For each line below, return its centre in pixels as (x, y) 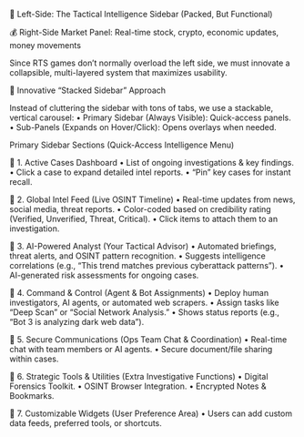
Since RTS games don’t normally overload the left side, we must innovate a (150, 63)
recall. (21, 182)
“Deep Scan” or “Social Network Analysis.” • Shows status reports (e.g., (145, 312)
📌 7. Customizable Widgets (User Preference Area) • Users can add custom (151, 413)
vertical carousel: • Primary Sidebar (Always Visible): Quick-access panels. (150, 117)
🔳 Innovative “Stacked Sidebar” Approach (88, 90)
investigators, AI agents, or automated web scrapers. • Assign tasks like (144, 302)
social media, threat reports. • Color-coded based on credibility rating (140, 209)
